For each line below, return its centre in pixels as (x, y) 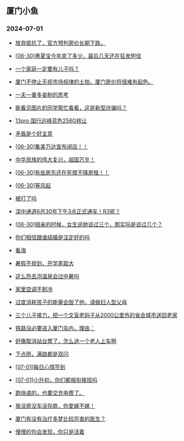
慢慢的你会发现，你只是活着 (50, 431)
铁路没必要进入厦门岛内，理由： (55, 328)
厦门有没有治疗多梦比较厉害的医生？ (60, 418)
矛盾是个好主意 (34, 134)
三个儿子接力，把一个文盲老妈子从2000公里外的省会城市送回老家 (96, 315)
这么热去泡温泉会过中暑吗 (47, 276)
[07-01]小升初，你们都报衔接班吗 (56, 379)
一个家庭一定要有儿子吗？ (47, 68)
